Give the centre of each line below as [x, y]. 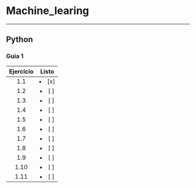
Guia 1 [15, 56]
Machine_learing [48, 11]
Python [20, 40]
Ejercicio [21, 71]
